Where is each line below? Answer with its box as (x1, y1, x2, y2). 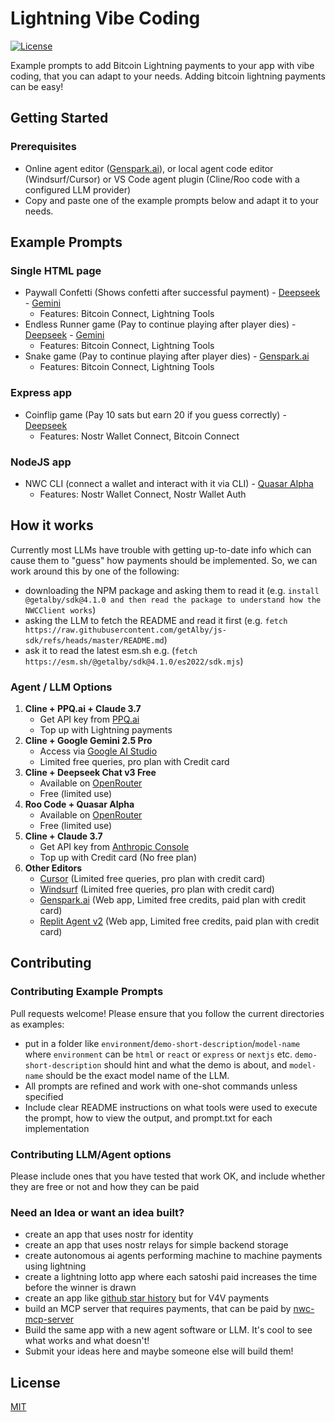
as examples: (10, 1018, 65, 1030)
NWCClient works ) (24, 603, 97, 616)
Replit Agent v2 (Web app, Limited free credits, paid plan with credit (39, 915, 320, 927)
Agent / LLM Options (10, 680, 113, 694)
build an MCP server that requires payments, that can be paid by (24, 1303, 292, 1315)
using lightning (24, 1260, 87, 1272)
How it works (10, 517, 94, 534)
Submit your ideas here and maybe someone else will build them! (24, 1345, 294, 1357)
